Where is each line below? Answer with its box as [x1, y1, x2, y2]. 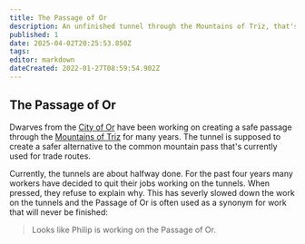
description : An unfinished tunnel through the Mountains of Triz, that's [9, 22, 299, 31]
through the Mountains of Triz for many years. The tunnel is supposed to [9, 131, 281, 142]
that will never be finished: [9, 206, 109, 218]
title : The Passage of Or [9, 13, 107, 23]
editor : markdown [9, 55, 75, 64]
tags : [9, 47, 30, 56]
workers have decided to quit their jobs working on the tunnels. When [9, 178, 271, 189]
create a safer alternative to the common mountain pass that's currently [9, 141, 279, 151]
